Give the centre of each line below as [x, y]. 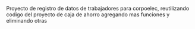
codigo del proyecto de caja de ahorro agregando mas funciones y [88, 14]
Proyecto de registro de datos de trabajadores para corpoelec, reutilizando [98, 8]
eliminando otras [27, 21]
